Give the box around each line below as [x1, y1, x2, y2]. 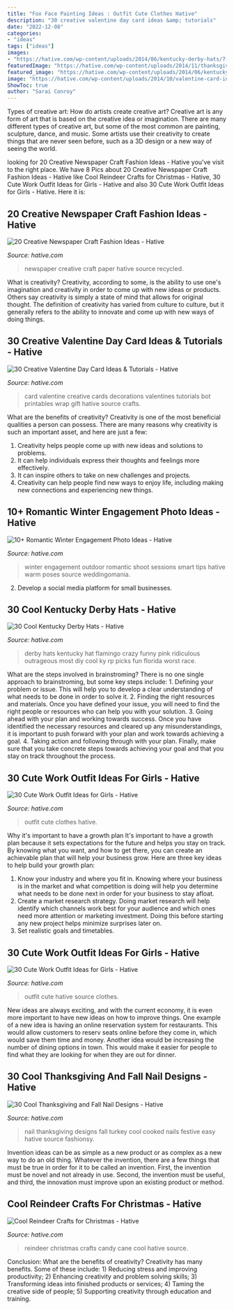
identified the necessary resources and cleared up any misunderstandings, [7, 722, 223, 731]
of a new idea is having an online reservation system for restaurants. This [7, 1021, 218, 1029]
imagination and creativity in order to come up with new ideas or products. [7, 285, 221, 293]
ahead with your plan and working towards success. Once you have [7, 715, 202, 723]
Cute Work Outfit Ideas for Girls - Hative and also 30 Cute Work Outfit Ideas [7, 180, 224, 189]
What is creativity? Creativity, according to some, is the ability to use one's [7, 277, 221, 286]
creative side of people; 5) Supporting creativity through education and [7, 1287, 212, 1295]
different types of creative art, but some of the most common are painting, [7, 122, 221, 131]
